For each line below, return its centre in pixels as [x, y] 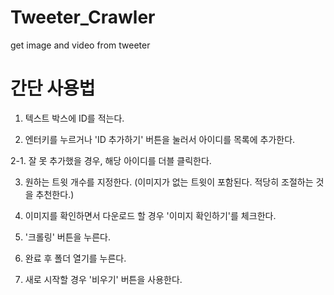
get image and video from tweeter [80, 45]
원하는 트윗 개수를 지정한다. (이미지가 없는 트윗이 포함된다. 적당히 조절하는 [169, 182]
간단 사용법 [53, 88]
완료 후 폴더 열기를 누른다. [75, 258]
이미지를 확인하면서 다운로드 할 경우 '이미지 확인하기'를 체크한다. [150, 215]
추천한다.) [55, 194]
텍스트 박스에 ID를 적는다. [74, 118]
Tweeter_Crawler [83, 17]
